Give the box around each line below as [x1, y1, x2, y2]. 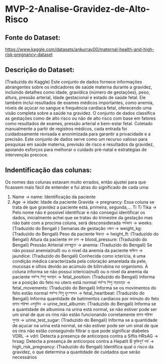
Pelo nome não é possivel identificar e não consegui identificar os [12, 209, 145, 215]
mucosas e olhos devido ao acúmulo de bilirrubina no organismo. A [12, 263, 148, 269]
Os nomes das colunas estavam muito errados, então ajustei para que [5, 179, 146, 185]
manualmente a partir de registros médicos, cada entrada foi [5, 126, 127, 131]
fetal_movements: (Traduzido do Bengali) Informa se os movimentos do [12, 285, 157, 290]
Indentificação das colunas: [5, 166, 92, 175]
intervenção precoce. [5, 152, 48, 157]
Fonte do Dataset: [5, 33, 61, 42]
